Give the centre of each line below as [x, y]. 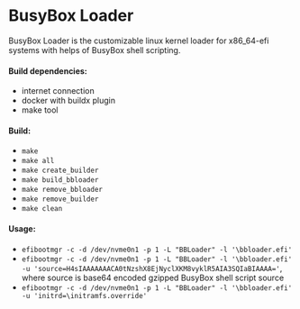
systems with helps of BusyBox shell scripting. [95, 50]
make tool [40, 110]
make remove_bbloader [62, 190]
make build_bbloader [60, 180]
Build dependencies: [48, 71]
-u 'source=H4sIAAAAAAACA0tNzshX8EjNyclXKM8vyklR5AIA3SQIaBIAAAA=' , [152, 268]
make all [38, 161]
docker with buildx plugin [68, 101]
